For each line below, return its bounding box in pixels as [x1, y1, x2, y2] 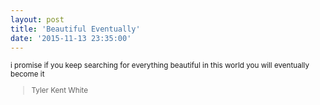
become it [10, 69, 45, 80]
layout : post [10, 14, 65, 25]
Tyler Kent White [31, 86, 89, 96]
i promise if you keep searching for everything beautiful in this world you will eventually [10, 61, 310, 71]
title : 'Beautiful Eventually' [10, 24, 141, 34]
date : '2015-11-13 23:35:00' [10, 33, 132, 43]
